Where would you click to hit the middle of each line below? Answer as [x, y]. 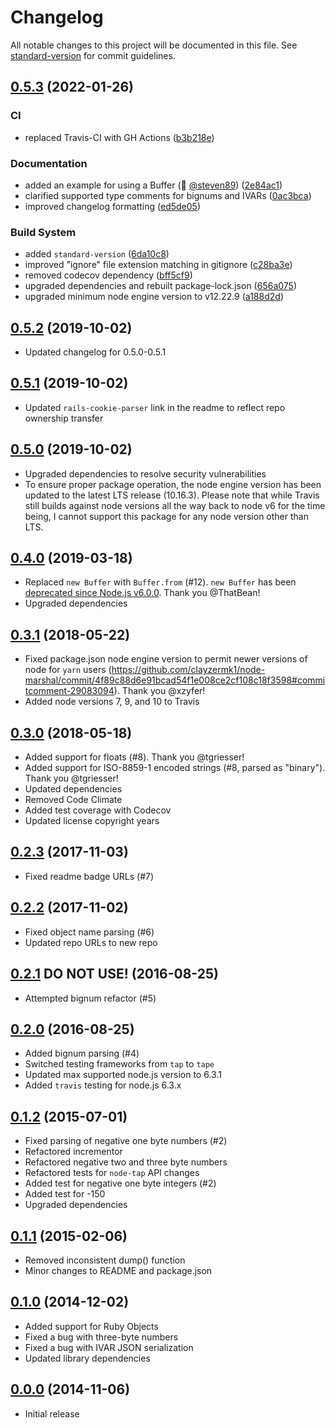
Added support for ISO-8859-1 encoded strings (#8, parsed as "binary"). [175, 768]
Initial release [52, 1413]
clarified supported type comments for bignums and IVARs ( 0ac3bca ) [168, 195]
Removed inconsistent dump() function [105, 1260]
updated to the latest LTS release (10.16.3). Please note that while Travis [172, 495]
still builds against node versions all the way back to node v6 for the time [175, 505]
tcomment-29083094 [69, 691]
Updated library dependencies [87, 1358]
